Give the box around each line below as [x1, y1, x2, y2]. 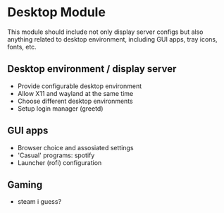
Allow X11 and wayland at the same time [17, 89, 134, 97]
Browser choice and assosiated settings [17, 143, 134, 152]
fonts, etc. [7, 42, 37, 51]
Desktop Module [7, 4, 106, 20]
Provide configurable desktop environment [17, 82, 142, 90]
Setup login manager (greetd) [17, 104, 104, 113]
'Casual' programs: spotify [17, 151, 95, 159]
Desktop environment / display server [7, 63, 177, 75]
